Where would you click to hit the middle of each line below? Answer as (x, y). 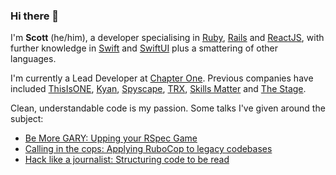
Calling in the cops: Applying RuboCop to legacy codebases (148, 149)
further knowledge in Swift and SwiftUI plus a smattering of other (144, 48)
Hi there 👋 (35, 16)
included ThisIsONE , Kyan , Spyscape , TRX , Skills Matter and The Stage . (158, 89)
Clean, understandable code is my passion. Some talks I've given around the (168, 108)
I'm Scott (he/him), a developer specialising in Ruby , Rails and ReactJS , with (167, 38)
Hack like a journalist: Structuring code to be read (127, 160)
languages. (33, 59)
